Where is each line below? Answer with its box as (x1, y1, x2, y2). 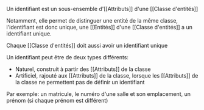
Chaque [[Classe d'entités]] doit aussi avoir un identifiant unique (6, 42, 168, 49)
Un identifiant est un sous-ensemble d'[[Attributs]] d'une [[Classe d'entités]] (6, 5, 199, 12)
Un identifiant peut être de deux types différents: (6, 54, 129, 61)
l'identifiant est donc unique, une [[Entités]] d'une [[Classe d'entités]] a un (6, 24, 193, 31)
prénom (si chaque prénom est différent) (6, 97, 108, 104)
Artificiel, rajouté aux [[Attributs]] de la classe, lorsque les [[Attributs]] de (15, 72, 199, 79)
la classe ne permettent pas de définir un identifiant (15, 79, 145, 86)
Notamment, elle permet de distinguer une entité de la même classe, (6, 17, 178, 24)
